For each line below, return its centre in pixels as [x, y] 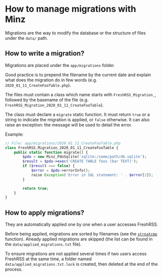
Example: [14, 134]
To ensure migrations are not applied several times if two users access [76, 254]
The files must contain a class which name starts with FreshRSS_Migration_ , [81, 94]
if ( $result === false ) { [49, 166]
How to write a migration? [45, 53]
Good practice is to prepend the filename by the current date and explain [78, 75]
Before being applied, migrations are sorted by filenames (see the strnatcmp [81, 234]
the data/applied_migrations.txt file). [43, 244]
